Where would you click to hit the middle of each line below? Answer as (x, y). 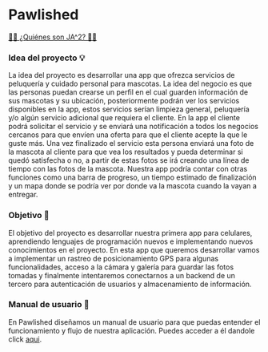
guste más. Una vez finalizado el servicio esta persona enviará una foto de (131, 144)
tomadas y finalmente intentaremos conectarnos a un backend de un (122, 275)
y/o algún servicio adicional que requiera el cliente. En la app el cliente (124, 118)
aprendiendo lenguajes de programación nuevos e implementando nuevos (131, 241)
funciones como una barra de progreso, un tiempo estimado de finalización (133, 177)
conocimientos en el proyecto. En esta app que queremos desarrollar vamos (134, 249)
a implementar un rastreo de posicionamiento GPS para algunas (113, 258)
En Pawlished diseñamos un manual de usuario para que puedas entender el (134, 322)
